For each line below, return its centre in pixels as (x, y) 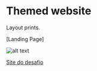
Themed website (49, 11)
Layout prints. (23, 27)
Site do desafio (25, 62)
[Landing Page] (25, 39)
